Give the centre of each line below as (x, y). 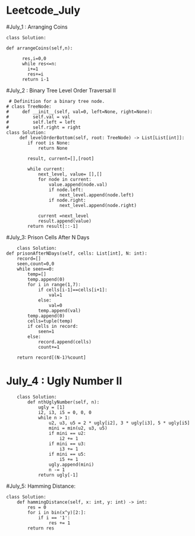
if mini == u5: (67, 454)
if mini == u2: (67, 433)
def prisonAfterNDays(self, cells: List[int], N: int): (77, 253)
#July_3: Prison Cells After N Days (48, 237)
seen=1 (46, 331)
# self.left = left (41, 122)
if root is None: (49, 143)
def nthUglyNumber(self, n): (64, 402)
